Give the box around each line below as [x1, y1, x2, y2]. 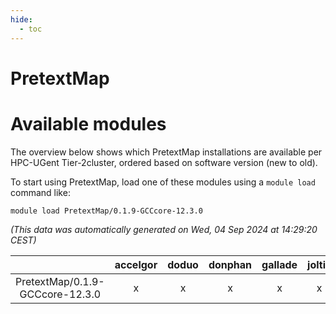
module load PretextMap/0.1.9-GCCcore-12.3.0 [10, 206, 203, 216]
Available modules [10, 112, 167, 135]
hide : [10, 14, 33, 25]
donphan [208, 257, 253, 271]
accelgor [114, 257, 158, 271]
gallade [261, 257, 298, 271]
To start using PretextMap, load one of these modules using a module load [10, 176, 316, 188]
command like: [10, 186, 71, 198]
